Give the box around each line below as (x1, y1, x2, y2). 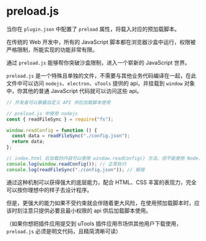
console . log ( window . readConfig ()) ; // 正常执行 (6, 161, 127, 167)
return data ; (12, 139, 45, 145)
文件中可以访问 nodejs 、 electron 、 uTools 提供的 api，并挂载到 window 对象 (6, 80, 195, 87)
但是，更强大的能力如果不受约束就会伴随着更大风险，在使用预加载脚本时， (6, 199, 194, 206)
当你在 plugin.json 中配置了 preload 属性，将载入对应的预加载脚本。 (6, 25, 180, 32)
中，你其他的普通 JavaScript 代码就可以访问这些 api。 (6, 87, 142, 94)
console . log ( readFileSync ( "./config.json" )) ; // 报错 (6, 166, 145, 172)
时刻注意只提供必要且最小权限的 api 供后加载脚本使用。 (11, 207, 151, 214)
